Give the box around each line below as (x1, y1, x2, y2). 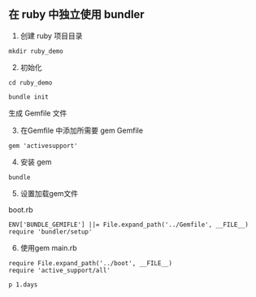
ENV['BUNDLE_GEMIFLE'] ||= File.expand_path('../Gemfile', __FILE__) (8, 221, 249, 229)
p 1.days (8, 280, 38, 289)
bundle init (8, 93, 49, 101)
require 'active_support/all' (8, 266, 111, 274)
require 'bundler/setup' (8, 227, 93, 236)
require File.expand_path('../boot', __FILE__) (8, 259, 173, 267)
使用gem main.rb (20, 242, 77, 252)
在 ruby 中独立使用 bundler (8, 7, 145, 22)
